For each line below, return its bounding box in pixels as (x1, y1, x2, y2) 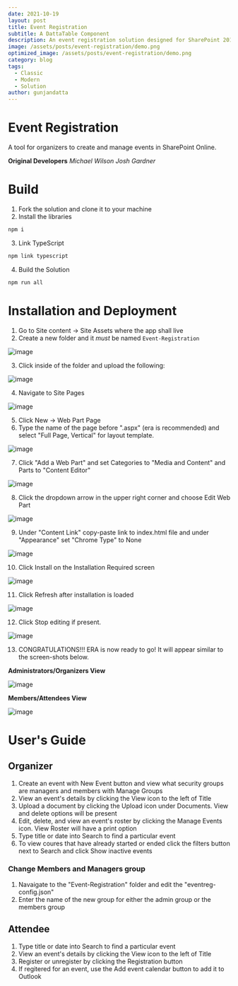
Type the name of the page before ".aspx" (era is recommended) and (18, 423, 220, 432)
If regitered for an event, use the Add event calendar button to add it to (18, 964, 225, 973)
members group (18, 903, 66, 911)
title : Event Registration (8, 23, 88, 30)
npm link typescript (8, 252, 69, 259)
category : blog (8, 57, 53, 64)
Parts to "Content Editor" (18, 466, 91, 474)
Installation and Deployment (8, 303, 177, 319)
